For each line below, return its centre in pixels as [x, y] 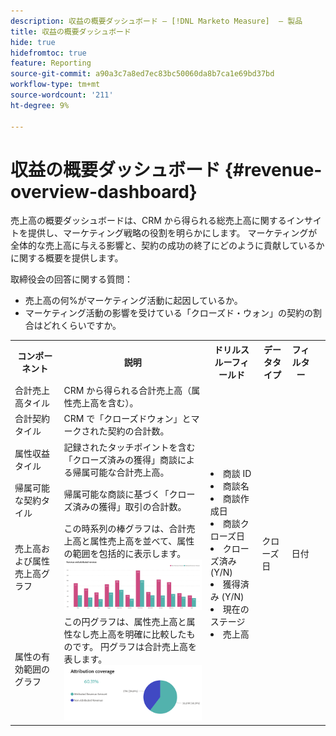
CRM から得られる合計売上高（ [127, 391]
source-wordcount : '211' [62, 95]
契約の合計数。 [138, 431]
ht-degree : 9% [40, 105]
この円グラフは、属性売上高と [125, 621]
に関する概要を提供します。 [67, 258]
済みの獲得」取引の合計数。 [129, 506]
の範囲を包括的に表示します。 [125, 554]
